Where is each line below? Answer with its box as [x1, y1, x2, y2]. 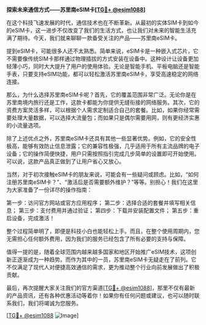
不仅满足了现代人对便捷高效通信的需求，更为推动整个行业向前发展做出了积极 [6, 264, 200, 270]
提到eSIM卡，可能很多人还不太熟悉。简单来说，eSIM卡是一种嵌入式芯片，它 [6, 47, 199, 55]
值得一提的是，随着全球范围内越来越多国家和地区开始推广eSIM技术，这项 [6, 248, 191, 255]
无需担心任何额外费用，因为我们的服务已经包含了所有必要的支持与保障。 [6, 235, 189, 242]
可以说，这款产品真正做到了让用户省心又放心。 [6, 158, 124, 165]
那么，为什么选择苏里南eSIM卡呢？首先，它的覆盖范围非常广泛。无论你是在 [6, 91, 197, 98]
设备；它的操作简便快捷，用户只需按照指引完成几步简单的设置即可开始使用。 [6, 150, 200, 157]
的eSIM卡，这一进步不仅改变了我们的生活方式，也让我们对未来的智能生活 [6, 27, 191, 34]
